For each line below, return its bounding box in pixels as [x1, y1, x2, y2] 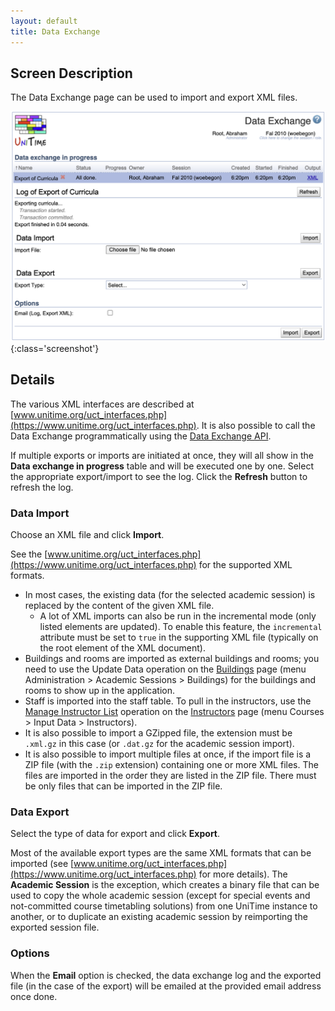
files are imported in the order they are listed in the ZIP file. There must [24, 770, 317, 782]
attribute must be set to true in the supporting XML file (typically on [39, 631, 319, 644]
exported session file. [10, 921, 100, 934]
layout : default [10, 16, 78, 26]
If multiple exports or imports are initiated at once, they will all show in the [10, 449, 314, 461]
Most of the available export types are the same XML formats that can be [10, 847, 312, 859]
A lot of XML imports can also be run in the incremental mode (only [39, 610, 317, 622]
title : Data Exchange [10, 26, 101, 37]
